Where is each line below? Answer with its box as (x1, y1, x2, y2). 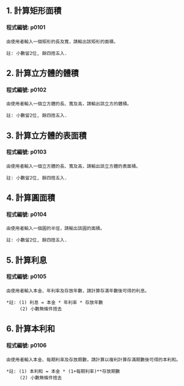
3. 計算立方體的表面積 (6, 130, 87, 140)
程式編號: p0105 (6, 273, 47, 280)
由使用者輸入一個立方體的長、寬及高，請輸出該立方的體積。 (6, 101, 132, 107)
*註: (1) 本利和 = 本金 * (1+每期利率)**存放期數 (6, 368, 120, 375)
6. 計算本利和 (6, 324, 55, 334)
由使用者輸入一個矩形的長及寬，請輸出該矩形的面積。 (6, 39, 118, 45)
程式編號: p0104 (6, 210, 47, 218)
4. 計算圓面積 (6, 193, 55, 203)
